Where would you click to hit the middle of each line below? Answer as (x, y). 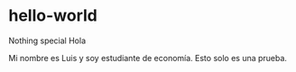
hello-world (53, 16)
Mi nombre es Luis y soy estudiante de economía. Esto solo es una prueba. (148, 58)
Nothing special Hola (47, 40)
